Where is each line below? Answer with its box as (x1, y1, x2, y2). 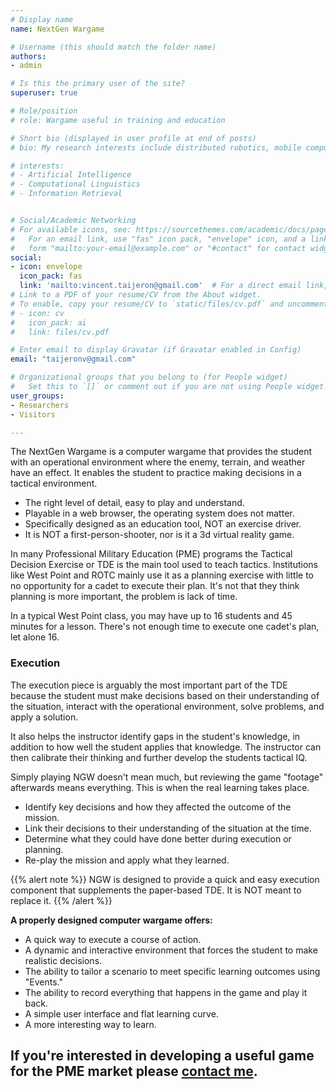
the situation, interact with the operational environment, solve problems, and (10, 700, 325, 712)
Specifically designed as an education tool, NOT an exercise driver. (24, 518, 302, 530)
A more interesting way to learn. (24, 1018, 157, 1030)
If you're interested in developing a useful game (10, 1047, 315, 1065)
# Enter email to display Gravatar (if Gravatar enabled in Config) (10, 345, 302, 355)
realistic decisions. (24, 954, 103, 966)
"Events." (24, 976, 64, 988)
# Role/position (10, 106, 78, 116)
